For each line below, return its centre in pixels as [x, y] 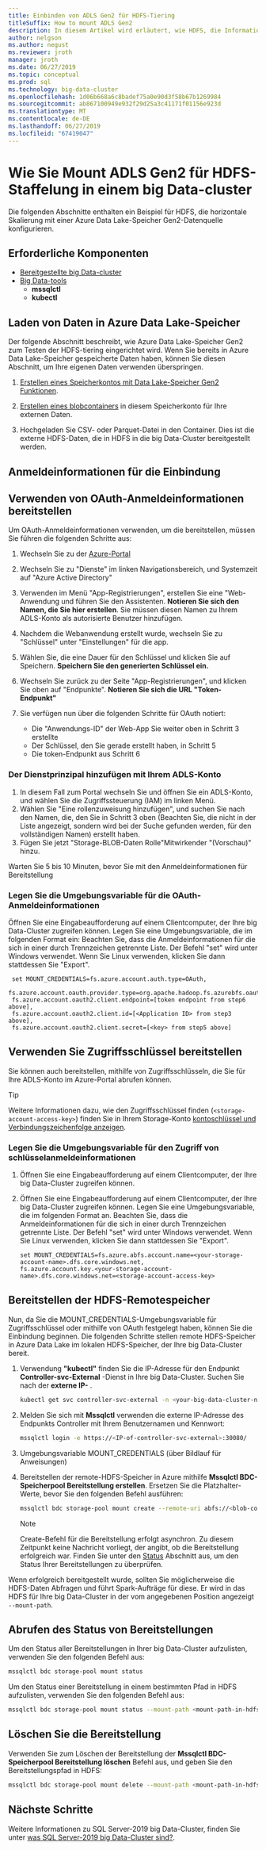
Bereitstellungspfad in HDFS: [55, 1770]
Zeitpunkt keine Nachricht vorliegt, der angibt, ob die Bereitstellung [129, 1547]
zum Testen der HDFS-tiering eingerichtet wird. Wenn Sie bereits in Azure [129, 350]
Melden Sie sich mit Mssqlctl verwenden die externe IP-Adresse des [131, 1415]
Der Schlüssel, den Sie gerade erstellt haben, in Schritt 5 [123, 745]
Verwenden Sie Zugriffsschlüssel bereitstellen [125, 1052]
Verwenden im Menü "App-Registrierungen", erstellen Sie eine [121, 593]
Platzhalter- [222, 1485]
